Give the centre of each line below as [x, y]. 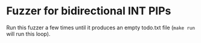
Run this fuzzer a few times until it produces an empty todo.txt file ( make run [101, 27]
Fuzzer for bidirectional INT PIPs [89, 11]
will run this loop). [28, 33]
